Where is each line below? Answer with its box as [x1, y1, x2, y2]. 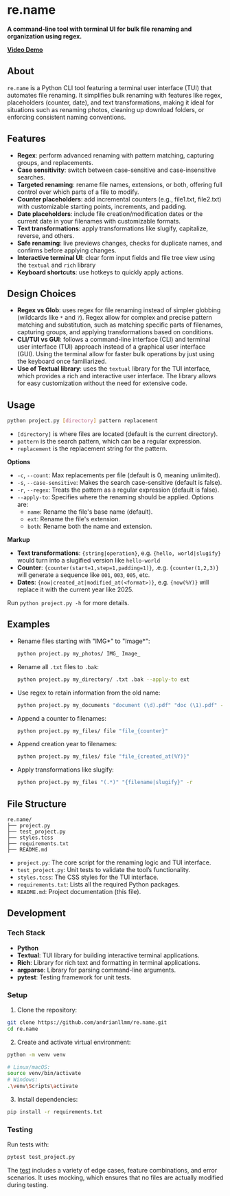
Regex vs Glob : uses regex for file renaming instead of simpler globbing [16, 306, 221, 314]
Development [7, 907, 67, 920]
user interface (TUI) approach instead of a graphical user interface [16, 343, 206, 351]
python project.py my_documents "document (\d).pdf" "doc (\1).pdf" [16, 702, 218, 708]
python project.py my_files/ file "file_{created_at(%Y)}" [16, 753, 190, 760]
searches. [16, 173, 46, 181]
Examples [7, 618, 50, 631]
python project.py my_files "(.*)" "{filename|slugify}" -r [16, 779, 193, 786]
